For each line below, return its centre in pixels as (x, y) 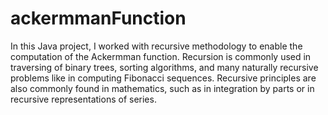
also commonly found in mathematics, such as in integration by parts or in (162, 88)
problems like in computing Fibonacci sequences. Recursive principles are (163, 78)
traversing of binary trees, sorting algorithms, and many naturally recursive (164, 67)
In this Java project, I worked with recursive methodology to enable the (156, 46)
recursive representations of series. (83, 99)
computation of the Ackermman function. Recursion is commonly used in (161, 56)
